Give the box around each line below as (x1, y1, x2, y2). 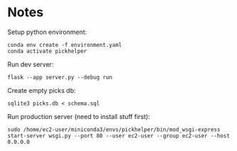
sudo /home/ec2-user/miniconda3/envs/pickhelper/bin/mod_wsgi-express (7, 125, 221, 133)
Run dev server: (7, 60, 54, 68)
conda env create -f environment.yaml (7, 41, 122, 48)
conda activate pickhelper (7, 47, 87, 55)
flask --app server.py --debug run (7, 74, 113, 81)
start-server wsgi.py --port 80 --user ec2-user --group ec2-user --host (7, 132, 231, 139)
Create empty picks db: (7, 86, 76, 94)
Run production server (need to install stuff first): (7, 112, 150, 121)
